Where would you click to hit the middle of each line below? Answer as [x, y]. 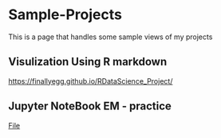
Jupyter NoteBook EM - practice [90, 106]
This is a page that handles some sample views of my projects [110, 37]
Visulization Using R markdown [88, 62]
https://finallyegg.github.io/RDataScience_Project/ [91, 81]
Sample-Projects [65, 15]
